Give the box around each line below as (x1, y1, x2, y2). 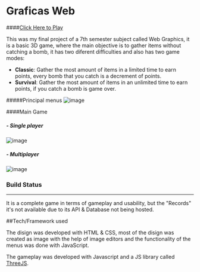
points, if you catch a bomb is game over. (14, 85, 116, 92)
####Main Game (6, 108, 48, 115)
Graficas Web (6, 4, 76, 18)
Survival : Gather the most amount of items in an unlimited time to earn (14, 79, 188, 86)
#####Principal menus (6, 97, 62, 104)
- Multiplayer (6, 150, 39, 157)
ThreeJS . (6, 259, 29, 267)
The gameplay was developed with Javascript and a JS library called (6, 254, 175, 261)
